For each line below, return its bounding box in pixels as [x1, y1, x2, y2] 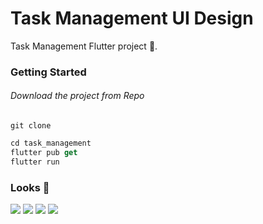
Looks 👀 [10, 180, 50, 194]
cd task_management [10, 138, 92, 149]
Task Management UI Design [10, 7, 254, 30]
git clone [10, 121, 52, 131]
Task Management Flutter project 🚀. [10, 40, 158, 52]
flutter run [10, 157, 60, 167]
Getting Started [10, 65, 87, 79]
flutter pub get [10, 147, 78, 157]
